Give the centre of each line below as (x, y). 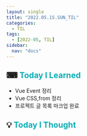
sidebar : (17, 46)
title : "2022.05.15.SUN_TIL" (43, 17)
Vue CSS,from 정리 (38, 98)
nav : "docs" (27, 51)
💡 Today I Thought (41, 125)
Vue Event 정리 (33, 90)
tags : (13, 34)
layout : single (25, 12)
